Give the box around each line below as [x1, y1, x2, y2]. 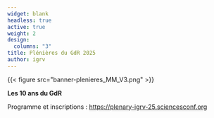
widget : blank [7, 10, 49, 18]
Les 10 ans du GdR [7, 88, 62, 97]
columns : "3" [13, 43, 52, 50]
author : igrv [7, 56, 46, 63]
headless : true [7, 17, 52, 24]
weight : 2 [7, 29, 37, 37]
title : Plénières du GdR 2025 [7, 50, 96, 57]
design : [7, 37, 30, 44]
